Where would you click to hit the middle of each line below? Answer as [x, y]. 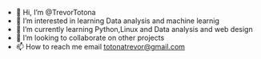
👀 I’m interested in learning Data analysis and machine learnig [118, 21]
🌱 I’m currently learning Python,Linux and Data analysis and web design [135, 29]
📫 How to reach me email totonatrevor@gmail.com [100, 47]
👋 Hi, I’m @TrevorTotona [56, 12]
